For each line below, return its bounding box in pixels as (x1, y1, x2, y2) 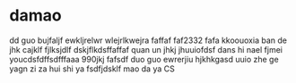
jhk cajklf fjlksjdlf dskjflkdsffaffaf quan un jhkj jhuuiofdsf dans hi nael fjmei (9, 44, 283, 54)
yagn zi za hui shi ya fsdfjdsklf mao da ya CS (9, 63, 175, 74)
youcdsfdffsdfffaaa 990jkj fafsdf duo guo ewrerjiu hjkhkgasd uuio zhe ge (9, 54, 280, 64)
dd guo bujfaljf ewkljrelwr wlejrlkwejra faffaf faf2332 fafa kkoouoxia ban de (9, 35, 287, 46)
